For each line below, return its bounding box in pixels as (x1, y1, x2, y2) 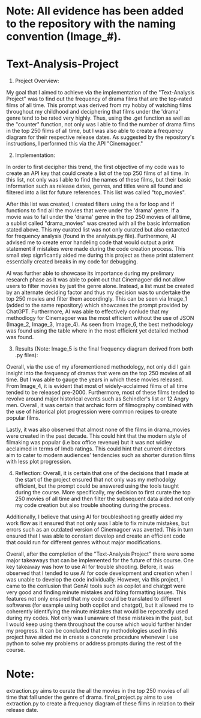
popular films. (6, 414, 40, 422)
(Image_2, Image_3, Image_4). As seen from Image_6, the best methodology (6, 321, 194, 328)
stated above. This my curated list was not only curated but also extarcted (6, 226, 190, 233)
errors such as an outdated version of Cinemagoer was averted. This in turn (6, 526, 194, 533)
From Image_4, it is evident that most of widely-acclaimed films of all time (6, 382, 188, 390)
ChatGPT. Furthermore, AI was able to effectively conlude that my (6, 308, 169, 315)
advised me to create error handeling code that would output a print (6, 239, 174, 246)
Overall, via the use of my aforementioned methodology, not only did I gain (6, 363, 191, 370)
